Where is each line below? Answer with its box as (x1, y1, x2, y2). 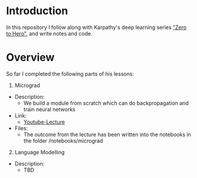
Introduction (6, 4, 68, 18)
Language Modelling (14, 148, 65, 156)
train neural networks (23, 105, 75, 113)
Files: (14, 124, 28, 131)
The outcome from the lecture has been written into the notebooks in (23, 131, 192, 138)
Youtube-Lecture (23, 118, 65, 125)
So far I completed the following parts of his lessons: (6, 70, 134, 77)
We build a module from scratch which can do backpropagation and (23, 99, 189, 106)
